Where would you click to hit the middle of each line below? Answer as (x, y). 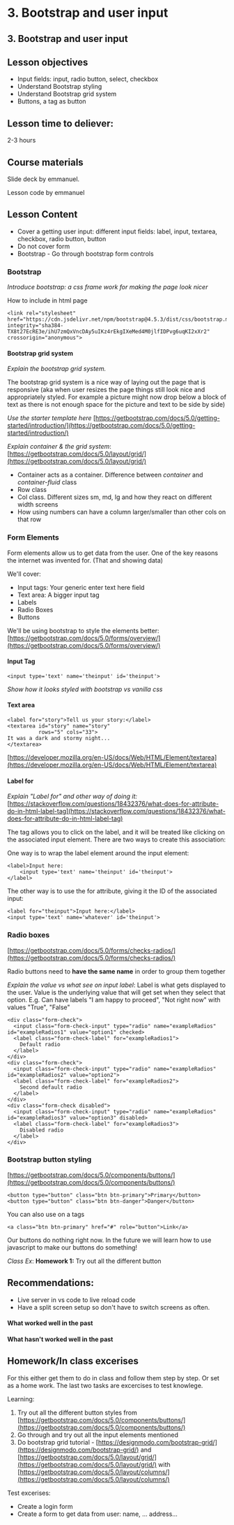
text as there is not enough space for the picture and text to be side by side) (116, 405)
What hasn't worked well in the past (60, 1339)
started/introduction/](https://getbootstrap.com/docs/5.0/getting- (101, 426)
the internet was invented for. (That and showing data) (85, 560)
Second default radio (51, 1087)
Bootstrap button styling (49, 1159)
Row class (32, 490)
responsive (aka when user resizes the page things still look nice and (106, 390)
